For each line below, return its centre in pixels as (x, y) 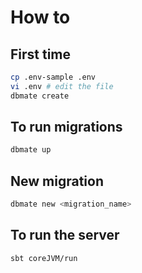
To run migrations (66, 127)
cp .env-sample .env (53, 77)
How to (40, 17)
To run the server (65, 235)
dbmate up (31, 150)
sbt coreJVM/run (44, 258)
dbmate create (40, 96)
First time (41, 54)
